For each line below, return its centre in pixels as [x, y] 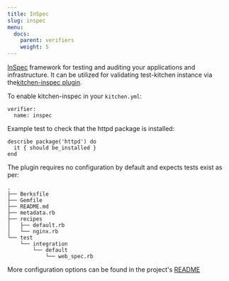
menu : [15, 27]
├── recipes [25, 219]
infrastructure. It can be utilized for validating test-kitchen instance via [110, 75]
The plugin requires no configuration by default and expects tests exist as [115, 167]
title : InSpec [28, 14]
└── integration [44, 244]
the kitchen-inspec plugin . [45, 82]
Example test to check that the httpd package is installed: [91, 128]
